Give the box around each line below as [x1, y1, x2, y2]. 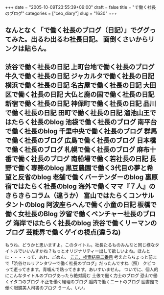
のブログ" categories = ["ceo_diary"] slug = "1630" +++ [5, 10, 117, 16]
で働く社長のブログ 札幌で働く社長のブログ [5, 145, 136, 153]
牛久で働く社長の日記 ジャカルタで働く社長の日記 [5, 72, 154, 80]
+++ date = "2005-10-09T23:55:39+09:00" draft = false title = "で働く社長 [5, 4, 156, 10]
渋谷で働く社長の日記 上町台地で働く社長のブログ [5, 63, 155, 71]
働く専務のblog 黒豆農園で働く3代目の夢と [18, 164, 147, 172]
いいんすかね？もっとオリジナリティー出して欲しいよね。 [22, 248, 138, 254]
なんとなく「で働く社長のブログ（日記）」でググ [5, 26, 150, 34]
